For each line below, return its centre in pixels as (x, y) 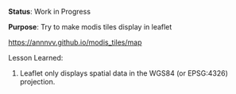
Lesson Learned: (36, 58)
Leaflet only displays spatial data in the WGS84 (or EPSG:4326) (124, 73)
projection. (37, 82)
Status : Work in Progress (50, 12)
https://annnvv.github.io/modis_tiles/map (75, 42)
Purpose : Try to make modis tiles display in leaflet (90, 27)
